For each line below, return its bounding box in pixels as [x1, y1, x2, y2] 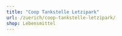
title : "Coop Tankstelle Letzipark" [6, 9, 99, 15]
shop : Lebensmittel [6, 20, 56, 26]
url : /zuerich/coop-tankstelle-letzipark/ [6, 15, 116, 21]
